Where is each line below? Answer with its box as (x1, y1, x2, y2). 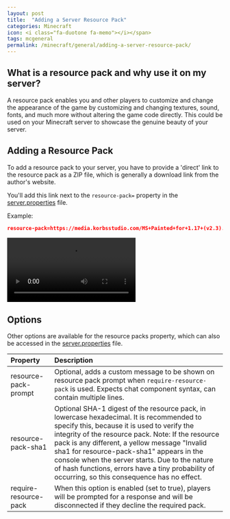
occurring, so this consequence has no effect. (54, 472, 202, 482)
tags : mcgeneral (7, 36, 53, 42)
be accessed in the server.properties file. (7, 340, 123, 348)
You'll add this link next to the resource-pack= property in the (7, 191, 179, 199)
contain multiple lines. (54, 393, 125, 403)
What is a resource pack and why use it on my (7, 67, 207, 79)
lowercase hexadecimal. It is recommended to (54, 412, 202, 422)
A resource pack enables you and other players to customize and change (7, 96, 214, 104)
